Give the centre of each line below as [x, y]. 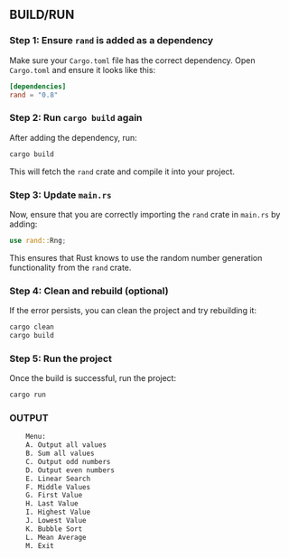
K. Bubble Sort [54, 529]
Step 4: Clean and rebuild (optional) [89, 291]
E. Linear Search [58, 479]
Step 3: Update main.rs [61, 195]
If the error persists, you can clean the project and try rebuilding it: [133, 311]
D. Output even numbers [70, 470]
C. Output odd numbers [68, 461]
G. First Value [54, 496]
